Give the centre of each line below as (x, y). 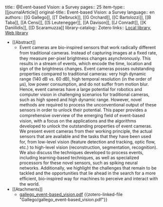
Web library (17, 33)
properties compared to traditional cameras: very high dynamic (83, 74)
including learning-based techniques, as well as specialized (79, 158)
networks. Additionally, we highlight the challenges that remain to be (88, 168)
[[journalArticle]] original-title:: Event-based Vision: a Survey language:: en (80, 12)
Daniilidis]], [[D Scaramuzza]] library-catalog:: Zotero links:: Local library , (78, 28)
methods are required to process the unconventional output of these (88, 105)
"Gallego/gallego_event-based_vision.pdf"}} (63, 199)
